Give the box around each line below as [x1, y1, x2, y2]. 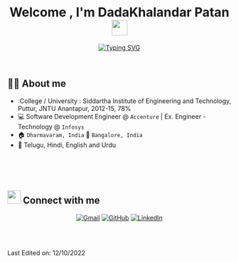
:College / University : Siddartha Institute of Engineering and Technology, [17, 97, 232, 105]
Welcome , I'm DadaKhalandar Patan [9, 4, 229, 21]
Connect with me [22, 195, 101, 207]
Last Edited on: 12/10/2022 [7, 248, 86, 257]
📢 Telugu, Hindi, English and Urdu [17, 140, 117, 149]
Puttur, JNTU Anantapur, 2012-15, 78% [17, 104, 131, 112]
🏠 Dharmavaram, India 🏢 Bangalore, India [17, 130, 144, 139]
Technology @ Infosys [17, 122, 85, 131]
